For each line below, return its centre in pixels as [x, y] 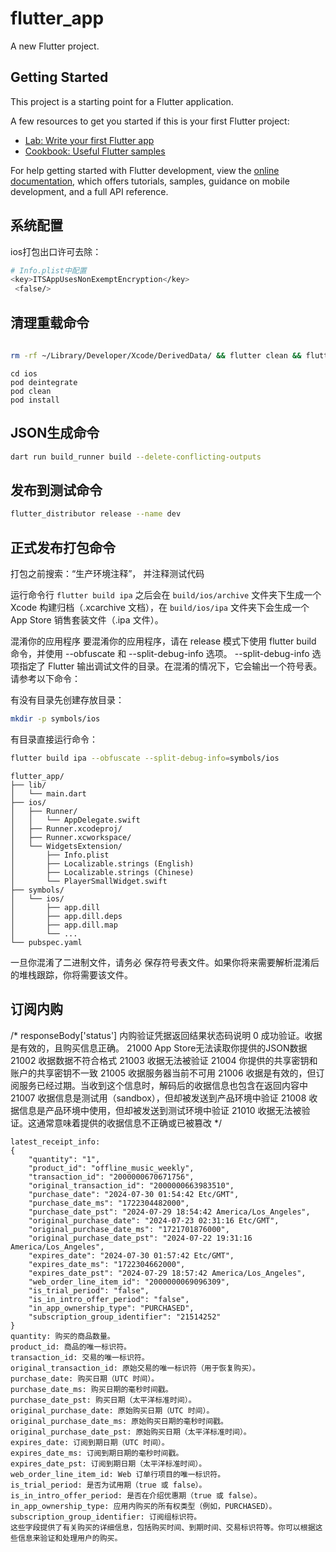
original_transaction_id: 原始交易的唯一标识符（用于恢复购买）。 [135, 1368]
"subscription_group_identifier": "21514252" [125, 1317]
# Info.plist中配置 [48, 270]
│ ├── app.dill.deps [66, 916]
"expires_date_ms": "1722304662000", [107, 1264]
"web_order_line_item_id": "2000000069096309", [129, 1282]
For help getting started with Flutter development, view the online [145, 170]
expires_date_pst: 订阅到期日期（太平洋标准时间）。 [108, 1463]
